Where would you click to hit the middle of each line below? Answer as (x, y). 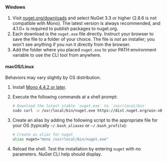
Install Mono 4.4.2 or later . (39, 87)
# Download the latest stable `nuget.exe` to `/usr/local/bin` (80, 106)
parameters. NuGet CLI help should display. (57, 154)
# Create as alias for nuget (43, 135)
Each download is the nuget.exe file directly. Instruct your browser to (83, 34)
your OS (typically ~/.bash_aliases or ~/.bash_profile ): (70, 126)
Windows (15, 7)
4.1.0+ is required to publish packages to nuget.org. (65, 29)
